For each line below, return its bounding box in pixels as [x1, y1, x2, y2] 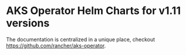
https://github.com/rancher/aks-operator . [6, 42, 106, 49]
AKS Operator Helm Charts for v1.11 [6, 4, 181, 18]
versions [6, 16, 50, 30]
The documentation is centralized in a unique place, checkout [6, 36, 155, 43]
